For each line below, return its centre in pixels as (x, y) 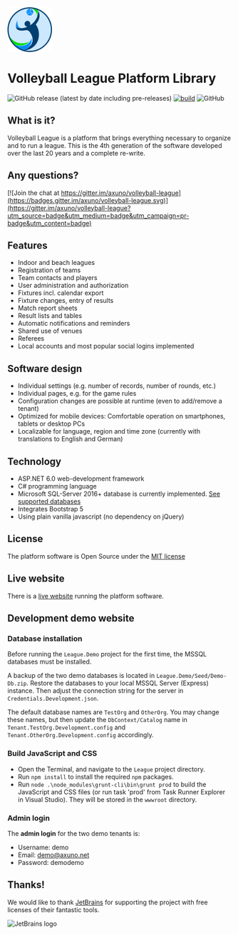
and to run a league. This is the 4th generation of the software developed (115, 145)
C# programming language (57, 486)
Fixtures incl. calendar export (61, 293)
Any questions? (43, 175)
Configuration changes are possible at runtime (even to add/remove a (120, 401)
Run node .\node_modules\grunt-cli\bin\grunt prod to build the (112, 784)
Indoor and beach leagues (56, 263)
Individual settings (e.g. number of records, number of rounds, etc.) (117, 386)
